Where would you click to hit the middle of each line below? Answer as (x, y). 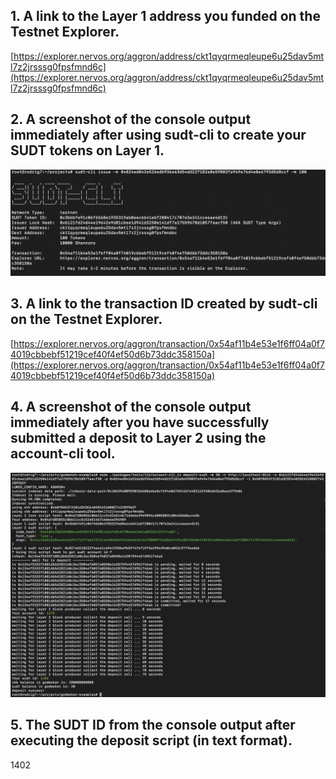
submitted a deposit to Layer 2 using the (138, 438)
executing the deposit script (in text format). (151, 740)
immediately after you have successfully (140, 422)
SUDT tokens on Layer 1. (87, 150)
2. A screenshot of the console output (131, 119)
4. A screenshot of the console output (131, 407)
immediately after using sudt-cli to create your (158, 135)
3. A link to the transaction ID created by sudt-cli (164, 304)
